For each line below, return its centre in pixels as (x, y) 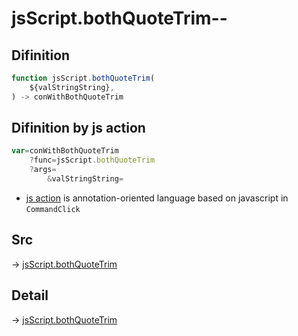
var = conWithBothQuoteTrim (65, 151)
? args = (43, 170)
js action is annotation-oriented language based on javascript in (157, 198)
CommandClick (53, 209)
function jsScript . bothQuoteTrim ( (83, 78)
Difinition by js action (78, 128)
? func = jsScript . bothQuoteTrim (92, 160)
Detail (30, 295)
